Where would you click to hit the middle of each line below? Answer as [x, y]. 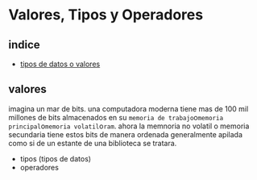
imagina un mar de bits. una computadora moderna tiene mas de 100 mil [128, 109]
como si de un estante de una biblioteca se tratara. [93, 143]
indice [24, 45]
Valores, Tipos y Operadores [106, 15]
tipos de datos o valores [60, 64]
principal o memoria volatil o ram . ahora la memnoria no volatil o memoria [129, 126]
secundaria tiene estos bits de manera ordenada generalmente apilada [126, 134]
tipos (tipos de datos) [55, 158]
